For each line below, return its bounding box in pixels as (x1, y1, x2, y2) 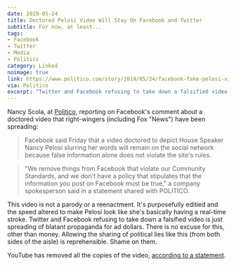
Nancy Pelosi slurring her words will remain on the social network (24, 143, 214, 152)
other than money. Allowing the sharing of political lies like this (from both (7, 230, 221, 239)
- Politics (7, 56, 39, 63)
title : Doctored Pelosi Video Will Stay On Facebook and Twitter (7, 17, 202, 24)
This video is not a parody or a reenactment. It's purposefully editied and (7, 200, 218, 209)
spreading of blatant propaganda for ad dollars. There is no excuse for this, (7, 223, 225, 231)
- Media (7, 50, 30, 57)
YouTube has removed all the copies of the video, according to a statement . (7, 251, 226, 260)
